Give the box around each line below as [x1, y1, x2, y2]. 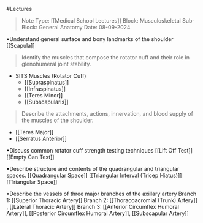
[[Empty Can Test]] [6, 153, 55, 161]
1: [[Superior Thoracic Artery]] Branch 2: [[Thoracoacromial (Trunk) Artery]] [6, 197, 197, 204]
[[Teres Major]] [15, 129, 54, 135]
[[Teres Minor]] [24, 92, 63, 99]
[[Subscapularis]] [24, 98, 69, 105]
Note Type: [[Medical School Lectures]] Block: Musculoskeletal [21, 17, 181, 24]
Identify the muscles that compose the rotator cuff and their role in [21, 54, 190, 61]
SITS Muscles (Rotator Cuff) [15, 72, 86, 79]
